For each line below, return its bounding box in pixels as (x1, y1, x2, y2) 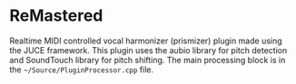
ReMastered (9, 5, 104, 26)
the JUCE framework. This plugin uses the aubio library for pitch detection (9, 44, 288, 55)
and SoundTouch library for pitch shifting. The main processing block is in (9, 54, 286, 65)
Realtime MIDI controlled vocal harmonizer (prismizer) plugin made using (9, 35, 283, 46)
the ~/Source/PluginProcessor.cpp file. (9, 64, 154, 75)
